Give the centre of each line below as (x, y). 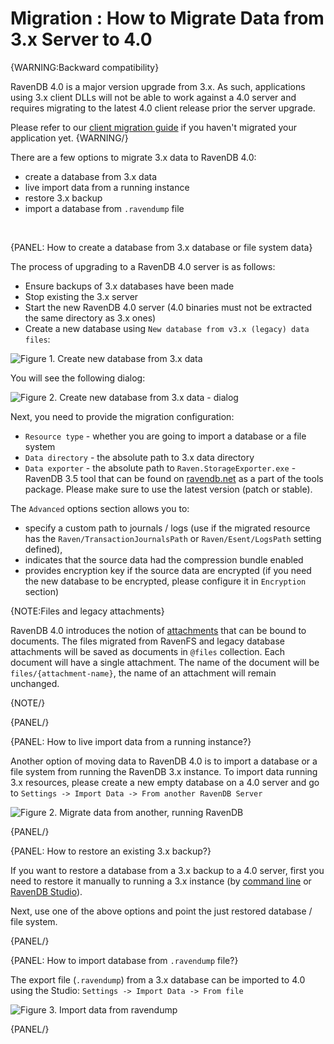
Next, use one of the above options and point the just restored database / (161, 911)
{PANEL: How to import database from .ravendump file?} (124, 960)
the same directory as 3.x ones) (90, 318)
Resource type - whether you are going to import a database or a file (165, 436)
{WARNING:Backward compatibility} (85, 67)
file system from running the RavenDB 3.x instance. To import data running (164, 771)
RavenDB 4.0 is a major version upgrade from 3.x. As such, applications (158, 86)
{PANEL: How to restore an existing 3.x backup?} (111, 851)
